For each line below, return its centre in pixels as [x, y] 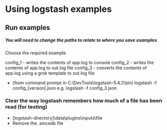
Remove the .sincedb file [38, 123]
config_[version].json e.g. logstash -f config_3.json [65, 88]
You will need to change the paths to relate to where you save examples [81, 40]
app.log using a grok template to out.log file [50, 73]
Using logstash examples [59, 9]
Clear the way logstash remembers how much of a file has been [84, 101]
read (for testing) [26, 107]
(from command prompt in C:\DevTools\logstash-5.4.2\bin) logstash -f [84, 83]
